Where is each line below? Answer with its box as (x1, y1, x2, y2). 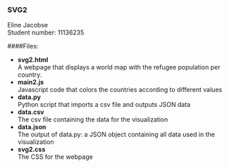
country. (17, 70, 42, 79)
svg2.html (17, 56, 49, 64)
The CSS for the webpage (17, 153, 93, 161)
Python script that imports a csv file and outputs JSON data (17, 101, 191, 109)
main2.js (17, 78, 44, 86)
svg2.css (17, 146, 46, 154)
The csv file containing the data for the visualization (17, 115, 168, 124)
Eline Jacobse (7, 21, 48, 30)
